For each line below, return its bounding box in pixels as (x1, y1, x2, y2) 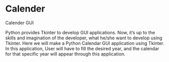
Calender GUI (5, 20, 34, 26)
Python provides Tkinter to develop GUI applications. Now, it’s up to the (5, 29, 155, 35)
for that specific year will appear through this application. (5, 51, 126, 57)
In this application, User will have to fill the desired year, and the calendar (5, 45, 159, 51)
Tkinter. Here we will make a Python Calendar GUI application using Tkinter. (5, 40, 164, 46)
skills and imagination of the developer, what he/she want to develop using (5, 35, 162, 41)
